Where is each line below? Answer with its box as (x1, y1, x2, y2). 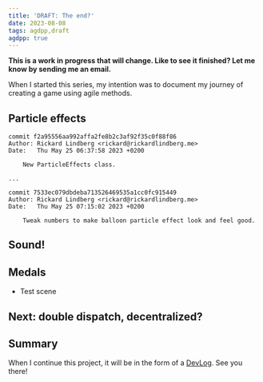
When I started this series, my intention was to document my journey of (8, 80, 244, 90)
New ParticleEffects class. (22, 161, 116, 169)
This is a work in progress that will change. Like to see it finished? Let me (8, 56, 256, 66)
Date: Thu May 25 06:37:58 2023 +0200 (8, 147, 145, 155)
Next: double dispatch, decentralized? (8, 309, 203, 324)
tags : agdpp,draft (8, 26, 70, 34)
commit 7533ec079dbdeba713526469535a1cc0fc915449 (8, 189, 177, 197)
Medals (8, 265, 46, 279)
